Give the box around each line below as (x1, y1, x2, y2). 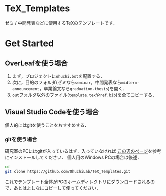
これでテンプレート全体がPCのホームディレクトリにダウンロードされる (5, 178, 151, 185)
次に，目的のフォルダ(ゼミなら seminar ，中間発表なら (12, 79, 122, 85)
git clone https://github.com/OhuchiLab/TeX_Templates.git (5, 169, 131, 174)
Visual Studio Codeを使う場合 (5, 108, 99, 116)
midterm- (121, 80, 140, 85)
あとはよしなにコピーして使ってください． (13, 185, 101, 191)
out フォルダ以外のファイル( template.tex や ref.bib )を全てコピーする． (12, 92, 157, 98)
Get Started (5, 38, 54, 49)
